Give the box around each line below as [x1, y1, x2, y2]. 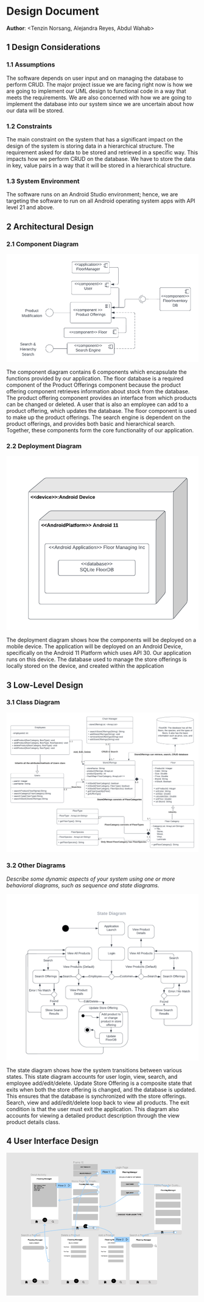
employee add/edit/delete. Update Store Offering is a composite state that [6, 1079, 192, 1087]
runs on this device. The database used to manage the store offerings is [6, 656, 187, 663]
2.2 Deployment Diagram [6, 442, 82, 450]
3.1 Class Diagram [6, 698, 60, 707]
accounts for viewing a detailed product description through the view [6, 1112, 180, 1119]
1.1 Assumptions [6, 60, 55, 69]
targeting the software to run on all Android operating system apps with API [6, 197, 196, 205]
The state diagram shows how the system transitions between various [6, 1066, 182, 1074]
